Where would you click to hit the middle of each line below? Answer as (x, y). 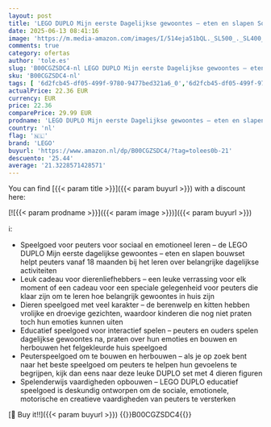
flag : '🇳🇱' (28, 135)
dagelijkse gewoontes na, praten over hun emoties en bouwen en (129, 339)
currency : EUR (32, 98)
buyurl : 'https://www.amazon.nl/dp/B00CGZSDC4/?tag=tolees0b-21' (120, 151)
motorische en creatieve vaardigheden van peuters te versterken (128, 399)
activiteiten (38, 271)
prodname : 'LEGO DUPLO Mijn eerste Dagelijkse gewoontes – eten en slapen (137, 121)
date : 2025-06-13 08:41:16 (54, 31)
